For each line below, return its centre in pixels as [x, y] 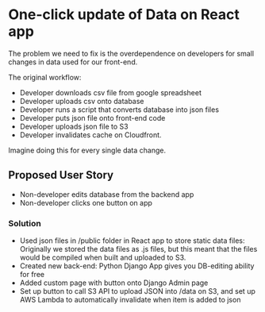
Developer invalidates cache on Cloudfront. [90, 135]
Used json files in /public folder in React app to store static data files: [132, 241]
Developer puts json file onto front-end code [92, 117]
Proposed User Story [61, 175]
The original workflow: [45, 77]
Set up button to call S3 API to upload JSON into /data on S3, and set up [137, 291]
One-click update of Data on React [124, 15]
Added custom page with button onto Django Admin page [114, 283]
